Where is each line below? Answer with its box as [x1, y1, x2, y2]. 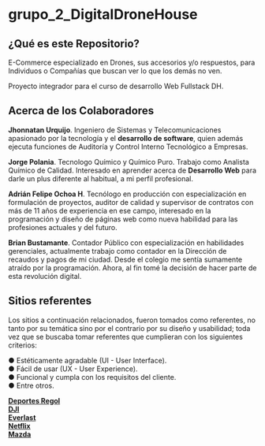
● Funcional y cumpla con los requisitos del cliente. [8, 372, 177, 381]
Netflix [8, 421, 31, 430]
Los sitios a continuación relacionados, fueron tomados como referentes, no [8, 315, 256, 325]
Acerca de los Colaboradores [8, 104, 155, 117]
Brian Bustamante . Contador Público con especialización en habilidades [8, 238, 244, 247]
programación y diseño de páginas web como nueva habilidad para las [8, 214, 238, 224]
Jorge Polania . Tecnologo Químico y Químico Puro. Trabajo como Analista [8, 157, 250, 166]
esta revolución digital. [8, 271, 82, 281]
